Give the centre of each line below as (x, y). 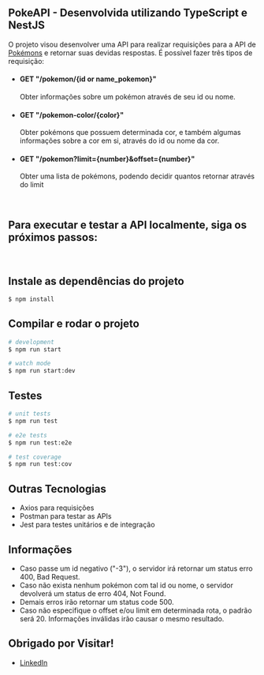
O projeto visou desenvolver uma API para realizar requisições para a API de (132, 44)
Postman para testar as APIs (65, 516)
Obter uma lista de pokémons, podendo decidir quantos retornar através (137, 176)
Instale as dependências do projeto (96, 281)
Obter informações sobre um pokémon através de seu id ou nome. (128, 97)
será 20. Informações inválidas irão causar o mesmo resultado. (122, 618)
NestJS (26, 26)
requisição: (26, 61)
